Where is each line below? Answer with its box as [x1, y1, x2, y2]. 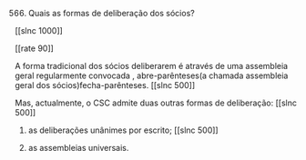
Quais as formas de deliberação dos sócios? [27, 8, 195, 18]
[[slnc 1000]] [15, 25, 63, 35]
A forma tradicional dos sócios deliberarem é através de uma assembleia [15, 61, 289, 71]
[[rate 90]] [15, 43, 54, 54]
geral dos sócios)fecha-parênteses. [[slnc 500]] [15, 80, 196, 90]
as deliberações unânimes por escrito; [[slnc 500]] [27, 125, 219, 135]
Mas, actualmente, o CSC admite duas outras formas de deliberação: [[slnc [15, 97, 297, 108]
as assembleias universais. [27, 143, 129, 153]
